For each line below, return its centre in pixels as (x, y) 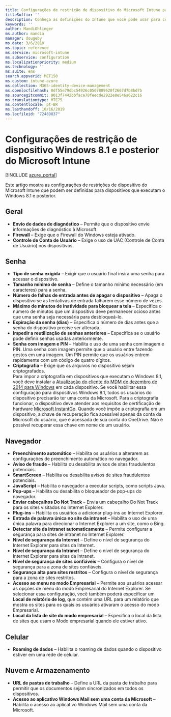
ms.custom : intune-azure (32, 81)
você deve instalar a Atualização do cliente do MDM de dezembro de (85, 382)
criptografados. (29, 371)
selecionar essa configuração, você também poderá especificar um (83, 594)
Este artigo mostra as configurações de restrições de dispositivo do (76, 185)
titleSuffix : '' (22, 15)
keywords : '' (19, 24)
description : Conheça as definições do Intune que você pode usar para (83, 19)
